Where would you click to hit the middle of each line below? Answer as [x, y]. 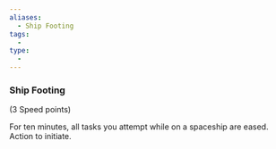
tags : [19, 34]
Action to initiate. [40, 137]
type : [19, 51]
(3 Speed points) [40, 110]
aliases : [26, 17]
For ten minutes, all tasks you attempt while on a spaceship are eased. [139, 127]
